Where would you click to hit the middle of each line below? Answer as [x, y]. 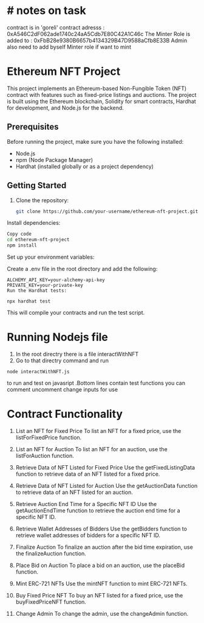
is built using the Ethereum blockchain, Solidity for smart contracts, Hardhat [101, 101]
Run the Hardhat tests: [37, 290]
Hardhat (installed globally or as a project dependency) [85, 166]
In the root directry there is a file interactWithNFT [77, 354]
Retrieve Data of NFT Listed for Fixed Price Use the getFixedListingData [105, 467]
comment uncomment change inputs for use [62, 389]
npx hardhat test [29, 301]
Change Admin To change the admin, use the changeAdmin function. [102, 613]
